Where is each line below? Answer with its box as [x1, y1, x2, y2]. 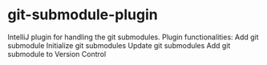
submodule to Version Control [7, 49, 107, 59]
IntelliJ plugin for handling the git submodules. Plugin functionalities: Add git [7, 32, 259, 42]
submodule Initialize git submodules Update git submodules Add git [7, 40, 231, 50]
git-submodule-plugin [7, 6, 158, 24]
